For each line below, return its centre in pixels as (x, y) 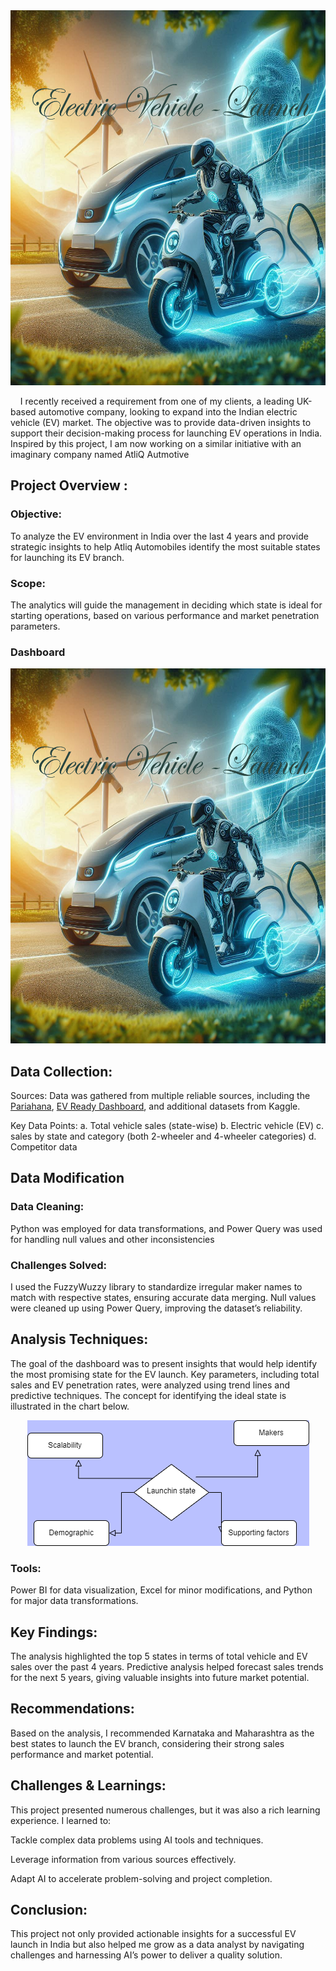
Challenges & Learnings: (88, 1785)
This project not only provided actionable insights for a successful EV (153, 1934)
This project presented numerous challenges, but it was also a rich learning (165, 1810)
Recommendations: (72, 1709)
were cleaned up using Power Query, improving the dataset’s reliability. (156, 1308)
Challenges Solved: (59, 1265)
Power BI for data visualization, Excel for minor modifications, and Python (161, 1590)
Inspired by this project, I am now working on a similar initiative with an (156, 443)
